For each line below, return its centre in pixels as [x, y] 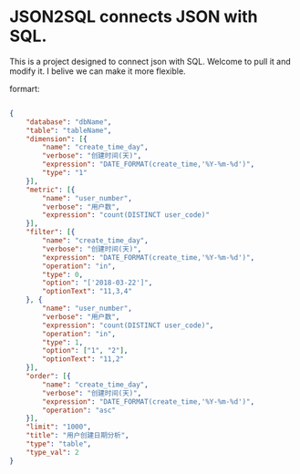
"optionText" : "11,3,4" [87, 292]
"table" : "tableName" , [69, 130]
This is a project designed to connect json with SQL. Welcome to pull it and [150, 61]
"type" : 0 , [63, 274]
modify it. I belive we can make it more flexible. [98, 71]
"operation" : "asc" [79, 410]
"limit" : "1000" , [59, 427]
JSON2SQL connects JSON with [134, 17]
